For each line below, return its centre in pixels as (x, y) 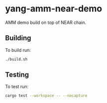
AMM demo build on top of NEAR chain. (46, 22)
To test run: (17, 87)
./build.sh (16, 59)
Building (18, 38)
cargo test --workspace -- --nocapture (46, 96)
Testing (17, 75)
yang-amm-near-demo (54, 9)
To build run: (18, 50)
